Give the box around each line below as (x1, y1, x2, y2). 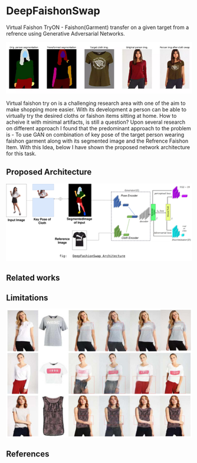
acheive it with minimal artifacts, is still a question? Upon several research (6, 118, 186, 126)
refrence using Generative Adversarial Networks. (6, 30, 125, 37)
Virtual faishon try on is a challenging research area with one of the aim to (6, 99, 186, 107)
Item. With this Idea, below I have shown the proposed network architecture (6, 143, 191, 150)
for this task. (6, 150, 37, 157)
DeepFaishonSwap (6, 4, 100, 18)
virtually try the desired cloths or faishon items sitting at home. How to (6, 112, 177, 119)
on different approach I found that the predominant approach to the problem (6, 124, 191, 131)
